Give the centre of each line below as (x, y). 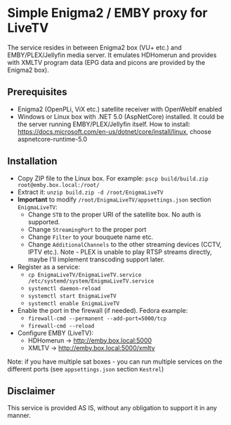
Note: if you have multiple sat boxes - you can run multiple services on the (115, 362)
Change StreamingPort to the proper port (87, 229)
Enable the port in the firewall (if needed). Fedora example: (103, 310)
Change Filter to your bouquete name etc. (90, 237)
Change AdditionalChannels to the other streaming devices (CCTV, (125, 244)
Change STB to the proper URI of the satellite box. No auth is (114, 214)
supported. (44, 222)
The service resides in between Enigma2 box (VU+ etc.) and (94, 47)
